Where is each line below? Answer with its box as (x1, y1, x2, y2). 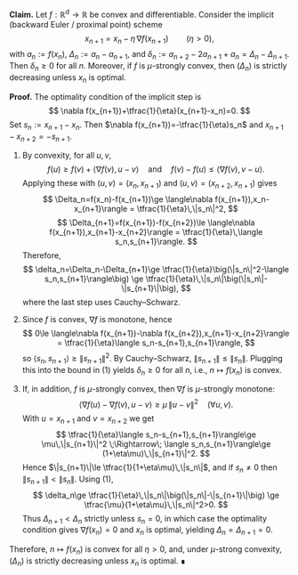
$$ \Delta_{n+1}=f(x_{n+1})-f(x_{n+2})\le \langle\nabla (57, 217, 255, 228)
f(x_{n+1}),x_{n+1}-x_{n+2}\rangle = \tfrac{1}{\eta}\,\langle (49, 227, 263, 238)
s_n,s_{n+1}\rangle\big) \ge (44, 273, 144, 284)
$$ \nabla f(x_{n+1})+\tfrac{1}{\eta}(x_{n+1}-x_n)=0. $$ (48, 105, 251, 116)
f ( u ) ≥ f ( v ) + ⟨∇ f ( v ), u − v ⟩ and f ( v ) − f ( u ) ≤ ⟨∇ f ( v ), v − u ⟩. (47, 164, 265, 174)
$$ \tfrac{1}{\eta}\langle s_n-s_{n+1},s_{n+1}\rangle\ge (56, 429, 256, 440)
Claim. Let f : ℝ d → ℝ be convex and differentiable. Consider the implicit (9, 8, 274, 20)
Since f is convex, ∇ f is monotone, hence (21, 314, 173, 325)
